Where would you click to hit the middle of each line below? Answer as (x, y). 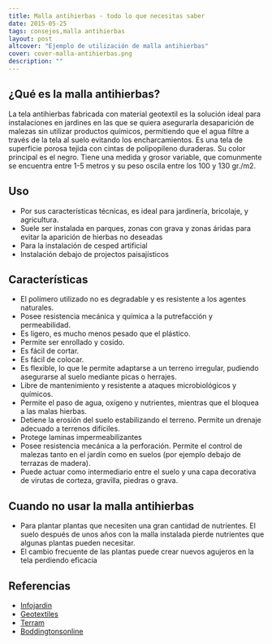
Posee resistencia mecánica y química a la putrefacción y (117, 316)
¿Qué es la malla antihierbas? (84, 94)
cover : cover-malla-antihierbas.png (70, 54)
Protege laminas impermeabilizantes (81, 437)
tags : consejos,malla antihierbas (67, 31)
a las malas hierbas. (54, 411)
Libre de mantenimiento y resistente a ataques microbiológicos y (128, 385)
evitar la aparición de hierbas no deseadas (91, 237)
